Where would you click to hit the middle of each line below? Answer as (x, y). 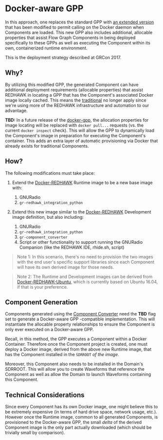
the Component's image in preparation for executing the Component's (75, 135)
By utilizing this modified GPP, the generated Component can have (72, 84)
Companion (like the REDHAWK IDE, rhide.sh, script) (72, 247)
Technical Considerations (45, 395)
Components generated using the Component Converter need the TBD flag (81, 314)
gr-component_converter (44, 237)
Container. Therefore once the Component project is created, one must (76, 344)
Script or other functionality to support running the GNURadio (81, 242)
